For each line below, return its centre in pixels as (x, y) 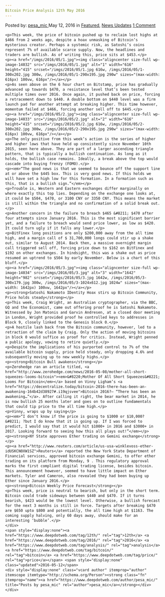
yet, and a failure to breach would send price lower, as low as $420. (80, 223)
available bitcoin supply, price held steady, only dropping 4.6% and (79, 352)
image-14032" (19, 64)
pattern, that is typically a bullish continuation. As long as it (76, 154)
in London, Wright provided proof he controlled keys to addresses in (79, 317)
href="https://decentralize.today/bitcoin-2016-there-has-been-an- (76, 386)
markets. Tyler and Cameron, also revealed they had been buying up (77, 476)
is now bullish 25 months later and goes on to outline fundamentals (78, 401)
